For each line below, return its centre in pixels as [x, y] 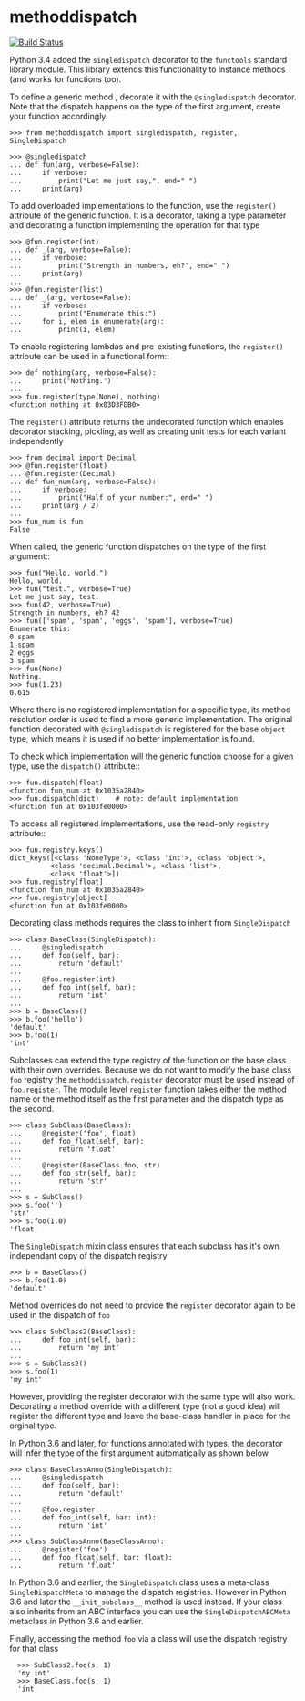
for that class [34, 1648]
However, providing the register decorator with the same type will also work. [152, 1396]
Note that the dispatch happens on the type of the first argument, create [145, 106]
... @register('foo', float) [73, 1133]
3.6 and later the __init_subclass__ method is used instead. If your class [146, 1602]
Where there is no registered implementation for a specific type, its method [150, 710]
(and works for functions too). [66, 78]
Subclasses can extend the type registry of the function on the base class [148, 1060]
